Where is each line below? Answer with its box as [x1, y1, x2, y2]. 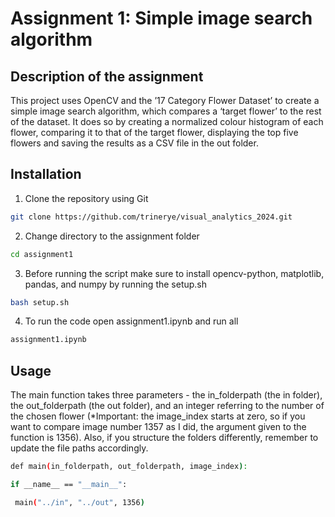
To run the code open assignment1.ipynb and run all [24, 315, 239, 327]
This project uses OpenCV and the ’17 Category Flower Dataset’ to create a [10, 95, 320, 106]
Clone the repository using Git [24, 192, 149, 204]
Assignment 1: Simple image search [10, 7, 313, 30]
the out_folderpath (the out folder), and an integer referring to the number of [10, 400, 325, 412]
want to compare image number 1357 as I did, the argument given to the [10, 421, 307, 433]
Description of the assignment [10, 68, 204, 85]
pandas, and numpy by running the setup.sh [24, 278, 208, 290]
